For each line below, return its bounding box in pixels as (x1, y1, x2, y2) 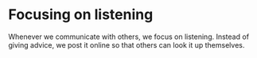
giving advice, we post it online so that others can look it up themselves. (8, 40, 245, 49)
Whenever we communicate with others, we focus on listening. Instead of (8, 32, 249, 41)
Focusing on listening (8, 6, 154, 24)
